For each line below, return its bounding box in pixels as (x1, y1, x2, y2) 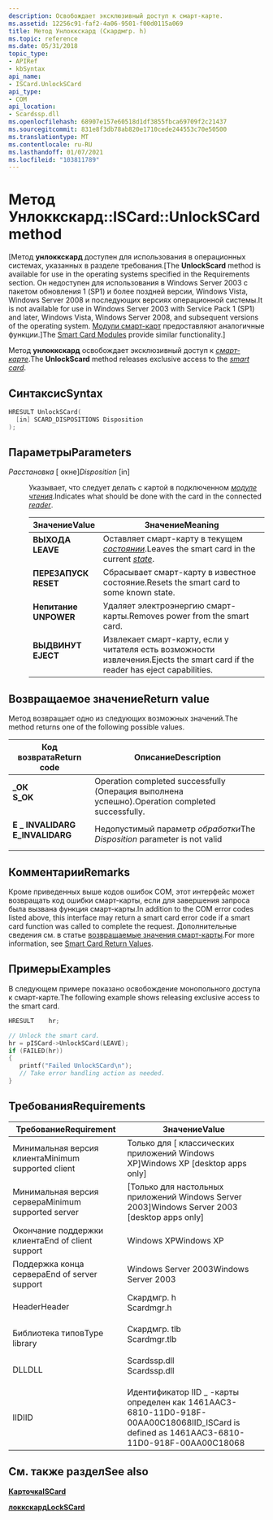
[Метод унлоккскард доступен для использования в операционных (8, 252, 246, 262)
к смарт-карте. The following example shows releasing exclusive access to (8, 992, 260, 1002)
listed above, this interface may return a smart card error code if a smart (8, 912, 250, 923)
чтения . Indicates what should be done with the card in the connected (28, 491, 262, 501)
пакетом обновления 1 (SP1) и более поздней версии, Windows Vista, (8, 286, 249, 297)
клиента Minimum (12, 1152, 80, 1164)
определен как (127, 1396, 187, 1408)
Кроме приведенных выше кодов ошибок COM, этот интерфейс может (8, 887, 255, 897)
